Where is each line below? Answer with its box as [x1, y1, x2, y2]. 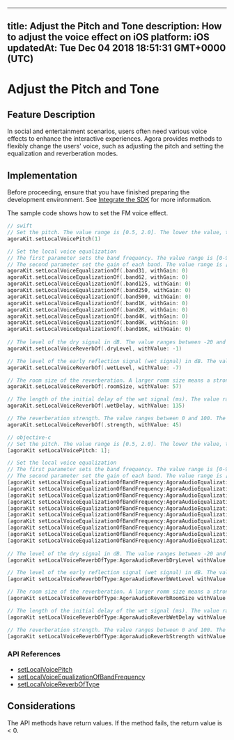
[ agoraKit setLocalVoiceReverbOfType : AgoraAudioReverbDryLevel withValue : [7, 557, 229, 564]
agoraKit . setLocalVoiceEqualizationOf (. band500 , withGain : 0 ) [7, 293, 192, 300]
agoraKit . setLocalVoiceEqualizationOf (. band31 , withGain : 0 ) [7, 268, 189, 275]
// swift [7, 222, 33, 230]
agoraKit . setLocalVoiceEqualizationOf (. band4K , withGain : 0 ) [7, 313, 189, 320]
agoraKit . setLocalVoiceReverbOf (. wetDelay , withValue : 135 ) [7, 402, 186, 410]
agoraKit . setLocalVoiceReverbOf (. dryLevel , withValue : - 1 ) [7, 345, 182, 352]
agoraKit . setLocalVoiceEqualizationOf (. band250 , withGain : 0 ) [7, 287, 192, 294]
